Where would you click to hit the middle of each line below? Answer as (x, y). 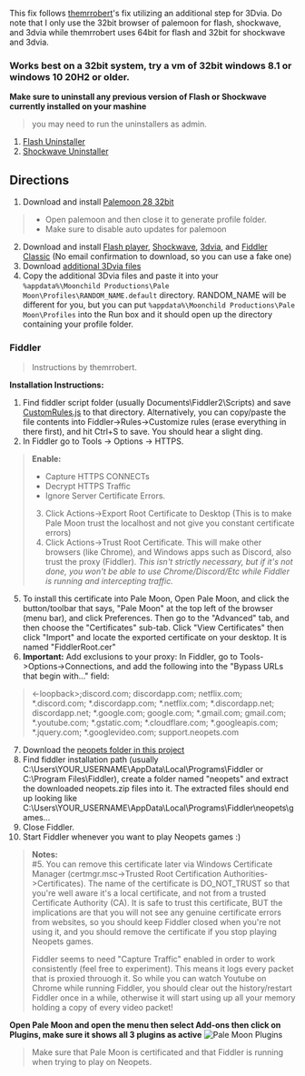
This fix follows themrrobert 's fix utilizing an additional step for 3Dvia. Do (146, 13)
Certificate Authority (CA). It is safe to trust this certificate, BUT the (157, 903)
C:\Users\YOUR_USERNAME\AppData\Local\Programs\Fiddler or (143, 769)
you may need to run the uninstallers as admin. (119, 124)
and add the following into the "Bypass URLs (200, 667)
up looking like (49, 799)
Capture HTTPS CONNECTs (97, 477)
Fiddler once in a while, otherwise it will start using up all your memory (163, 998)
